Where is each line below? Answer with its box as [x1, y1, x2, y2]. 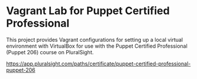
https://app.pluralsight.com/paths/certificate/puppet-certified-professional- [6, 60, 191, 67]
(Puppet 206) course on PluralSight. [6, 48, 94, 55]
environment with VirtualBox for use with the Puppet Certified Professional [6, 42, 188, 50]
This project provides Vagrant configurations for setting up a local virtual [6, 36, 183, 43]
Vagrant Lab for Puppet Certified [6, 4, 170, 18]
